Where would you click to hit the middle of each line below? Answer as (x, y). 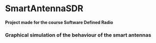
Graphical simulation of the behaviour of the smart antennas (78, 35)
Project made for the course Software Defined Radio (59, 22)
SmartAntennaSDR (44, 9)
